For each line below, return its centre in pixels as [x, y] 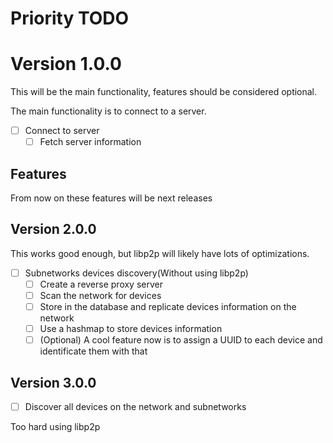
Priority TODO [70, 18]
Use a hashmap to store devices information [131, 329]
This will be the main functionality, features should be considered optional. [164, 92]
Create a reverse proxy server [101, 284]
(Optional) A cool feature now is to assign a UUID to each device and [181, 340]
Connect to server [62, 131]
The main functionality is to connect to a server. [108, 111]
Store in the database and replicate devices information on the [168, 307]
